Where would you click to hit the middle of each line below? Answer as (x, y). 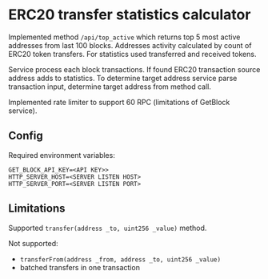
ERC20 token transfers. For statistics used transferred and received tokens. (132, 54)
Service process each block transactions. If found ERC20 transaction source (134, 69)
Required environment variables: (62, 155)
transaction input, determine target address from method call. (110, 87)
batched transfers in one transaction (80, 267)
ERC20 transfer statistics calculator (130, 15)
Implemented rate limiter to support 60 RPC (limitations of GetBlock (119, 102)
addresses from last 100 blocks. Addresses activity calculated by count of (130, 45)
